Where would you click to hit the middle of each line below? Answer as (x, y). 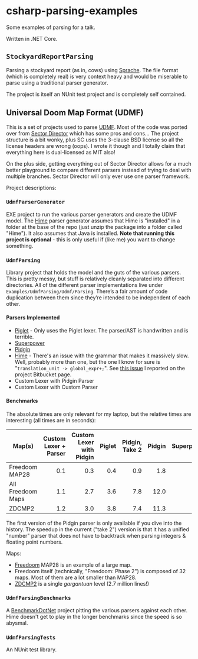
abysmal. (17, 623)
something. (20, 245)
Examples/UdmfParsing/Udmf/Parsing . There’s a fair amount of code (87, 292)
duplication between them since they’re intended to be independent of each (98, 298)
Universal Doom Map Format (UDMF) (75, 113)
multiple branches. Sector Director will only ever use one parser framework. (98, 176)
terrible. (24, 337)
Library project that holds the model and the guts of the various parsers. (94, 273)
